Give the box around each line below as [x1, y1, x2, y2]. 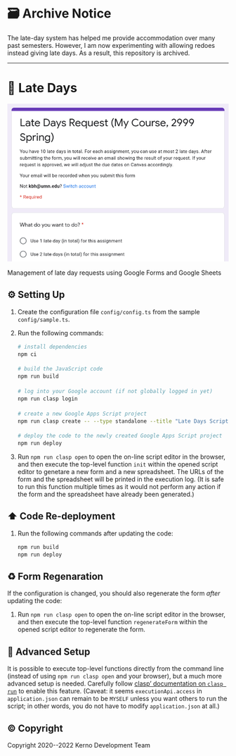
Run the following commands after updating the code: [17, 529, 173, 538]
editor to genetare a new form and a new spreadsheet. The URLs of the [17, 468, 224, 476]
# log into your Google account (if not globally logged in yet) [17, 388, 213, 395]
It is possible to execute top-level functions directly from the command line [7, 664, 224, 673]
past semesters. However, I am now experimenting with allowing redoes [7, 41, 216, 49]
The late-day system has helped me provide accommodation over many [7, 33, 216, 42]
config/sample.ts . [17, 315, 70, 323]
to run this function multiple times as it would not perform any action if [17, 483, 221, 491]
